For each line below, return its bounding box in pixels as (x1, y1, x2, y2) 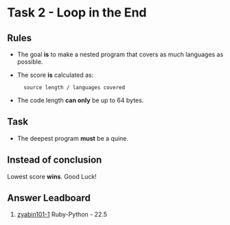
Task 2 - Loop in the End (7, 5, 147, 21)
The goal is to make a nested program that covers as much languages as (16, 50, 224, 58)
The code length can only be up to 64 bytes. (16, 96, 144, 104)
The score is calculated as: (16, 71, 94, 79)
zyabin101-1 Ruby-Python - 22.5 (16, 211, 108, 219)
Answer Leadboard (7, 192, 91, 204)
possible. (16, 58, 43, 66)
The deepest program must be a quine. (16, 134, 129, 142)
